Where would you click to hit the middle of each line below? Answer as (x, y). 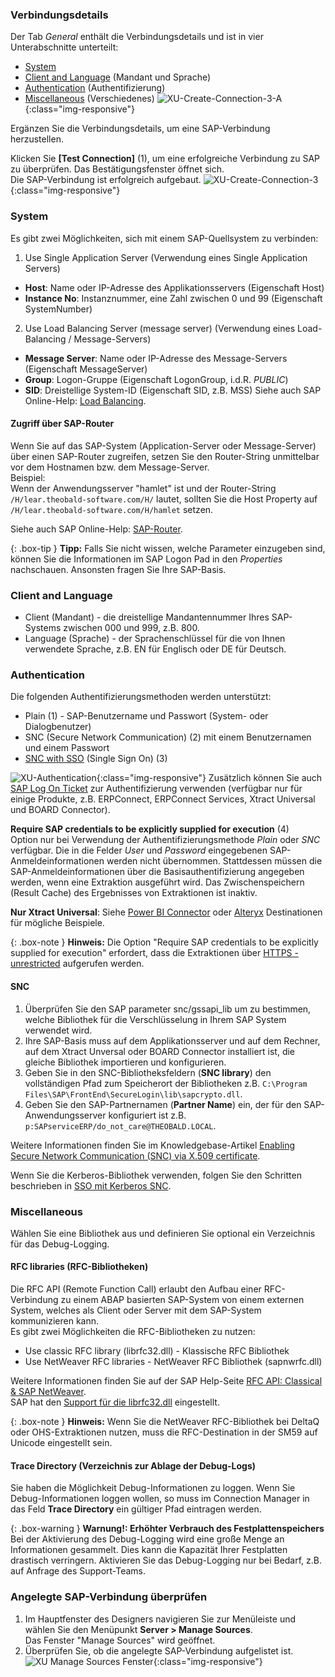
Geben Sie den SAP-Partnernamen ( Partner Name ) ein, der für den (163, 1104)
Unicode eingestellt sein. (61, 1443)
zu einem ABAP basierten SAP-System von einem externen (182, 1300)
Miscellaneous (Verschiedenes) (89, 99)
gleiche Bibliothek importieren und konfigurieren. (125, 1062)
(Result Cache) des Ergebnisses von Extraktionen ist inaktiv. (134, 893)
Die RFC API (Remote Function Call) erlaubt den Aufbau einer (136, 1289)
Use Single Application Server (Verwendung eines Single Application (166, 257)
